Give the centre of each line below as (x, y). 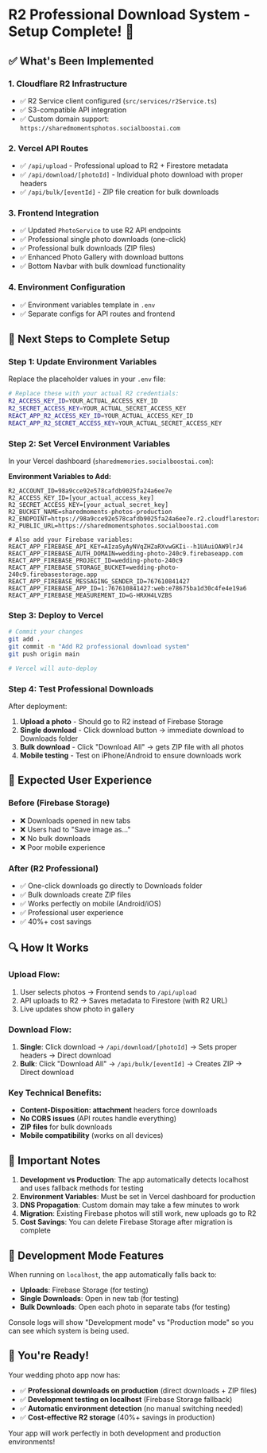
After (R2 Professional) (54, 868)
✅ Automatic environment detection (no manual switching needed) (132, 1408)
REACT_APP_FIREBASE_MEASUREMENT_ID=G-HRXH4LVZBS (90, 596)
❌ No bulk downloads (55, 838)
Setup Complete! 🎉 (72, 31)
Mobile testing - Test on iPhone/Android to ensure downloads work (130, 756)
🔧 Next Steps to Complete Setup (89, 339)
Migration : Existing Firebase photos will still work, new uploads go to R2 (138, 1213)
